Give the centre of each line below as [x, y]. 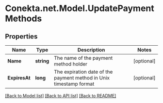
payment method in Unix [82, 78]
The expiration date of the [83, 72]
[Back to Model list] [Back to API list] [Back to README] [61, 96]
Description [91, 50]
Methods [24, 19]
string [42, 61]
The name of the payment [83, 58]
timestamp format [74, 84]
